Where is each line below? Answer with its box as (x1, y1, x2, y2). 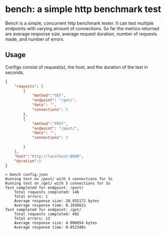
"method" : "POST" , (31, 121, 68, 126)
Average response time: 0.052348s (14, 225, 86, 230)
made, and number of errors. (5, 36, 65, 42)
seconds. (5, 69, 24, 75)
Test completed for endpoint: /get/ (5, 207, 81, 212)
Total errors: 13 (14, 216, 50, 221)
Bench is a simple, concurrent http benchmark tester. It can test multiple (5, 20, 154, 26)
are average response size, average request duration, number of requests (5, 31, 157, 37)
